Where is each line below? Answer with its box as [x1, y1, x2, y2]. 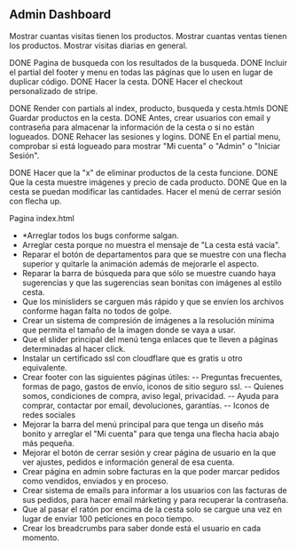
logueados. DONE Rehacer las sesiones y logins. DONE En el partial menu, [9, 131, 281, 141]
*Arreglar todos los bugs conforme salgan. [21, 230, 179, 241]
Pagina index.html [9, 212, 75, 223]
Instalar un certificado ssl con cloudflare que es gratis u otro [21, 353, 243, 363]
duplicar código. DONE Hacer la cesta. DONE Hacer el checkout [9, 76, 244, 87]
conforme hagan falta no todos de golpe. [21, 306, 172, 316]
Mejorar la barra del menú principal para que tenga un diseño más [21, 418, 264, 429]
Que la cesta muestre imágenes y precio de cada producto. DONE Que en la [9, 177, 287, 187]
